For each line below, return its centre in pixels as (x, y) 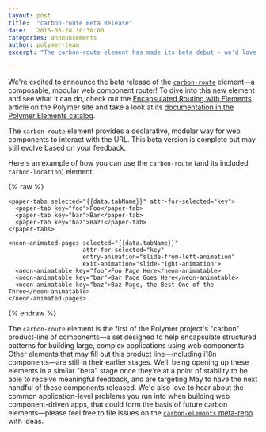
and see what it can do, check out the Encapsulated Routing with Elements (130, 99)
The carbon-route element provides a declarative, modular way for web (125, 131)
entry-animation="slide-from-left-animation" (159, 257)
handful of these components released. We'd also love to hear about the (126, 388)
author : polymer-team (44, 45)
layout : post (30, 15)
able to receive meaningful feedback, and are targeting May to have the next (133, 379)
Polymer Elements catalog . (52, 115)
